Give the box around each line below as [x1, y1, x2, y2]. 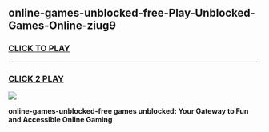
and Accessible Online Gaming [8, 114, 113, 124]
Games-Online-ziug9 [8, 19, 116, 33]
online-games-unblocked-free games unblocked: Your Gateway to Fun [8, 106, 249, 115]
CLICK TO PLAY [8, 43, 70, 54]
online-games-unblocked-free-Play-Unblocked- [8, 6, 255, 20]
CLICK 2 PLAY [8, 73, 64, 84]
